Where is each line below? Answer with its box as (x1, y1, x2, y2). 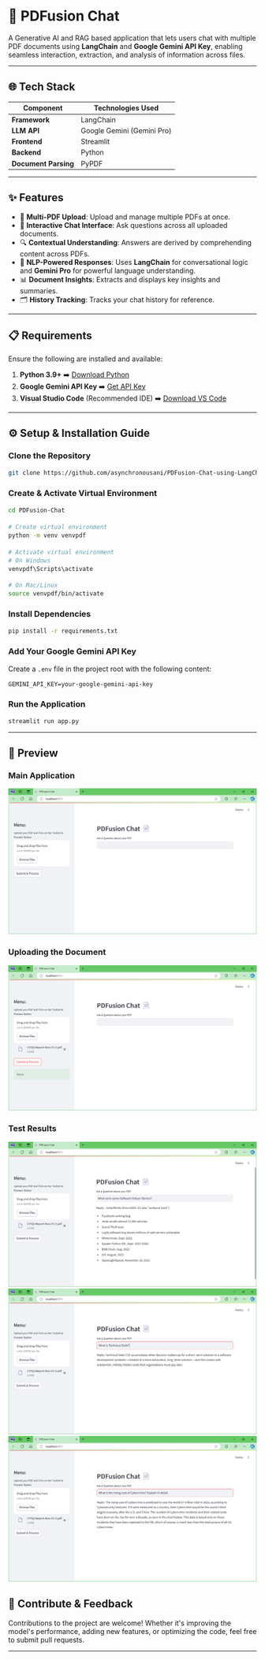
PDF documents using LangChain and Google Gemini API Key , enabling (8, 41, 243, 50)
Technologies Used (93, 103, 159, 113)
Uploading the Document (8, 946, 106, 957)
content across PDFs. (19, 248, 90, 259)
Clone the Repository (8, 450, 91, 461)
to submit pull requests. (8, 1635, 85, 1644)
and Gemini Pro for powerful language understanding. (19, 266, 196, 275)
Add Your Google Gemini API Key (8, 646, 136, 657)
